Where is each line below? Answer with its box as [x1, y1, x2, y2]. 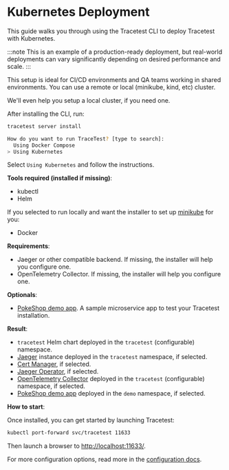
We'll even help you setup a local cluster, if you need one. [7, 96, 171, 104]
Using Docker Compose [13, 142, 76, 149]
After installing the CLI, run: [7, 110, 85, 118]
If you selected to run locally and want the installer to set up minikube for [7, 208, 214, 216]
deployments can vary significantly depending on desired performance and [7, 54, 221, 63]
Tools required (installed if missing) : [7, 174, 112, 183]
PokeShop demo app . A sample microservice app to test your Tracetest [17, 304, 220, 312]
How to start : [7, 402, 45, 411]
